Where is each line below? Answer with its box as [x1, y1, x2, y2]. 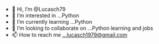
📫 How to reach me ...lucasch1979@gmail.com [11, 32, 128, 38]
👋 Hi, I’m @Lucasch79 [11, 6, 66, 12]
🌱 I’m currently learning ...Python [11, 18, 93, 25]
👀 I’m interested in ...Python [11, 12, 79, 19]
